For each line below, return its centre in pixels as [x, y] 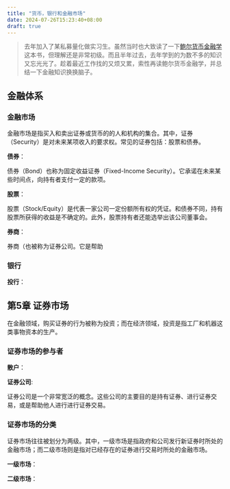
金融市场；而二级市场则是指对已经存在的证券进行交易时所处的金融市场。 [109, 449]
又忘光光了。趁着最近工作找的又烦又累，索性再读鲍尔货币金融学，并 [120, 64]
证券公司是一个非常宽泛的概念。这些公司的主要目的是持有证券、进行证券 [109, 397]
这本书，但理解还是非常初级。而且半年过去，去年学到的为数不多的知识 [123, 55]
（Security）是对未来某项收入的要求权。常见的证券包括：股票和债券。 [106, 142]
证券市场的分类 [32, 425]
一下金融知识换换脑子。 [63, 72]
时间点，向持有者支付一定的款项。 [61, 179]
